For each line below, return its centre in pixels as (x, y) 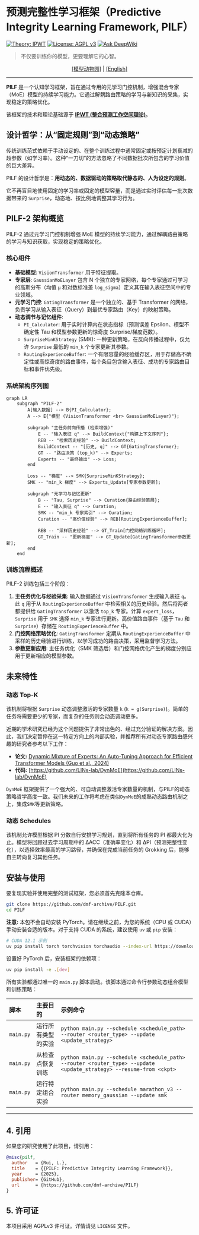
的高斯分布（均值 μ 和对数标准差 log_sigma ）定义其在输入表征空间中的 (100, 287)
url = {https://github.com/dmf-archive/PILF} (75, 1185)
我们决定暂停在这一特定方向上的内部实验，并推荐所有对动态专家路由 (99, 736)
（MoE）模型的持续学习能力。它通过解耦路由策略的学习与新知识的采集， (95, 94)
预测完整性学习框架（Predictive (84, 12)
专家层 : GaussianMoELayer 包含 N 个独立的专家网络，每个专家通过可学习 (101, 279)
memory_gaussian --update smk (125, 1095)
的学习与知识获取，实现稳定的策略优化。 (55, 241)
